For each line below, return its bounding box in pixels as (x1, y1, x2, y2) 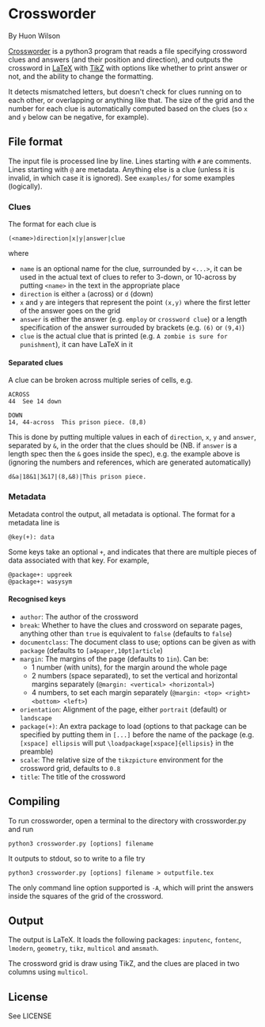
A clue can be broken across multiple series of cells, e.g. (8, 376, 193, 385)
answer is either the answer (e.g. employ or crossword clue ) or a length (19, 315, 248, 324)
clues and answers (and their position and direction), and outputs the (8, 55, 233, 64)
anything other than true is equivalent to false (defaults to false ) (19, 628, 233, 638)
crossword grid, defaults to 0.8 (19, 763, 121, 773)
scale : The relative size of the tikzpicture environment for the (19, 754, 224, 765)
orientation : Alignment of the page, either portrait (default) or (19, 704, 227, 714)
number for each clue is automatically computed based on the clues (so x (8, 104, 248, 113)
